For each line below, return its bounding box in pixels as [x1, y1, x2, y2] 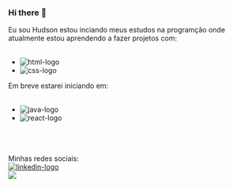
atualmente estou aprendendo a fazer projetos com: [8, 33, 178, 43]
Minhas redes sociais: [8, 154, 79, 163]
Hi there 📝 [8, 7, 47, 18]
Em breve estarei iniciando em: [8, 81, 109, 90]
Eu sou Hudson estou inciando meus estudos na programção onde [8, 25, 226, 35]
